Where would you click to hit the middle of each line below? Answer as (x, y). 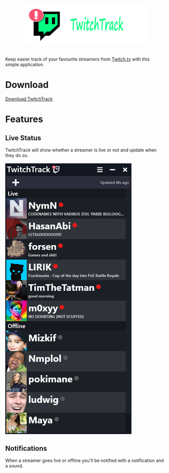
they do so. (17, 155)
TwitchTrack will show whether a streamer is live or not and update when (81, 150)
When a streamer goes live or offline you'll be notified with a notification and (84, 460)
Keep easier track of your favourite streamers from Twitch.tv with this (77, 59)
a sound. (14, 465)
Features (24, 119)
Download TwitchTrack (29, 99)
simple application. (25, 65)
